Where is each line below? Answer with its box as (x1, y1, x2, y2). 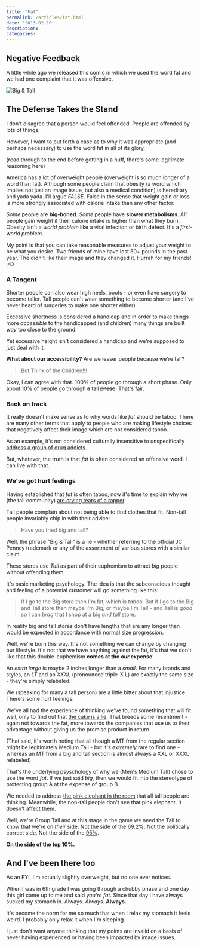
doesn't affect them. (6, 805, 56, 812)
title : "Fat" (6, 8, 39, 15)
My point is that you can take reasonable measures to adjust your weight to (6, 241, 192, 249)
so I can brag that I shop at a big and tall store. (20, 611, 136, 618)
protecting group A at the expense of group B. (6, 780, 119, 787)
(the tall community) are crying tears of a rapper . (6, 497, 126, 504)
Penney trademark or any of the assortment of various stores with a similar (6, 544, 190, 551)
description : (6, 25, 39, 32)
